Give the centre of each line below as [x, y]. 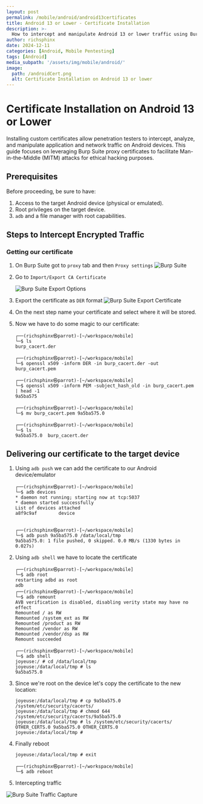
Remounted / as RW [38, 613]
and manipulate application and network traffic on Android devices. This [96, 145]
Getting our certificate [40, 252]
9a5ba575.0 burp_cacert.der [52, 435]
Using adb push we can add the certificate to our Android [86, 468]
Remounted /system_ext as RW [52, 618]
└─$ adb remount [35, 597]
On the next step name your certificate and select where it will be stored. [105, 312]
